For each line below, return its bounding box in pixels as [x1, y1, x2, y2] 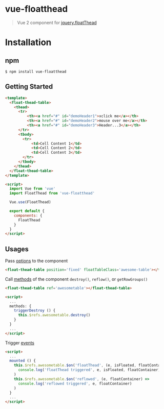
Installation [5, 37, 52, 48]
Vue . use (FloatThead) [9, 200, 51, 205]
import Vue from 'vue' [9, 186, 56, 192]
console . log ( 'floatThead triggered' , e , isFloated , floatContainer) [18, 367, 161, 373]
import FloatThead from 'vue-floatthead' [9, 191, 95, 196]
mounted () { [9, 359, 36, 363]
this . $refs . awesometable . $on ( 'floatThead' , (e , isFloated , [14, 363, 137, 368]
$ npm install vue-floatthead [5, 69, 67, 74]
